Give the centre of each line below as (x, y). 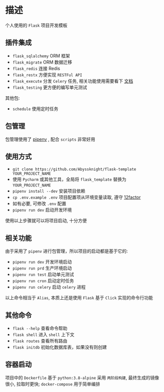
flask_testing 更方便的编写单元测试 (50, 87)
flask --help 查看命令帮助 (40, 328)
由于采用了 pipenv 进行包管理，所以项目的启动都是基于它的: (66, 251)
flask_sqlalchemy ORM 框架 (41, 55)
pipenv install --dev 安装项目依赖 (49, 191)
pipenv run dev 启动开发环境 (42, 210)
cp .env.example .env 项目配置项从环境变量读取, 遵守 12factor (77, 198)
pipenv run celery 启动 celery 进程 (49, 287)
